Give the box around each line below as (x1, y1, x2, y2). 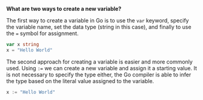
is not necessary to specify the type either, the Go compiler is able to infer (6, 71, 191, 78)
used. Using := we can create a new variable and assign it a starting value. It (6, 64, 197, 72)
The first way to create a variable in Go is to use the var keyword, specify (6, 17, 189, 24)
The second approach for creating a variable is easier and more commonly (6, 58, 193, 65)
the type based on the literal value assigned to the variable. (6, 77, 155, 84)
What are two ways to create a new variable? (6, 5, 122, 12)
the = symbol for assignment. (6, 30, 79, 37)
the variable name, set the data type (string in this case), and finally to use (6, 24, 192, 30)
